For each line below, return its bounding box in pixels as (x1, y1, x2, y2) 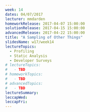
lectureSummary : (5, 90, 39, 95)
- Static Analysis (9, 53, 48, 58)
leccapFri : (5, 100, 28, 105)
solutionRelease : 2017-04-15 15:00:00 (5, 26, 85, 31)
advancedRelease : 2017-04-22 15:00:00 (5, 30, 85, 35)
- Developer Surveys (9, 58, 52, 63)
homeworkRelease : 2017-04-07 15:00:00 (5, 21, 85, 26)
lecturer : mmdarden (5, 16, 45, 21)
